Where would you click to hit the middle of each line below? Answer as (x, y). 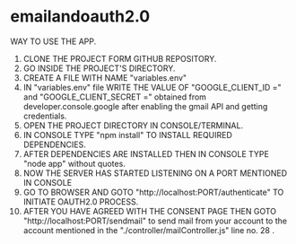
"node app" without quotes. (74, 163)
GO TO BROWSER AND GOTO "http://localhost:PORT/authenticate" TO (153, 192)
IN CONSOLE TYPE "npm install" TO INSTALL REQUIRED (127, 135)
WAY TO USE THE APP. (53, 41)
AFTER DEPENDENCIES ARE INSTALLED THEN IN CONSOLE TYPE (146, 153)
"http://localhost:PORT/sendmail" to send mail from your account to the (155, 221)
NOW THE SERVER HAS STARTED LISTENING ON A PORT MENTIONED (155, 173)
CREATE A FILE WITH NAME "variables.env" (105, 77)
